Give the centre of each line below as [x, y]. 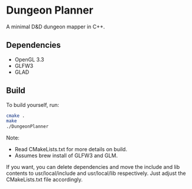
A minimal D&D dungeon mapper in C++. [56, 27]
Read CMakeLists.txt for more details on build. [71, 149]
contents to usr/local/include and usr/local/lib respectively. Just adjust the [96, 173]
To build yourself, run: [33, 105]
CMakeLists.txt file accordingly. [44, 180]
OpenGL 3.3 [29, 59]
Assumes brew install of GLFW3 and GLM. [66, 156]
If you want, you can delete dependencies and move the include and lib [93, 167]
